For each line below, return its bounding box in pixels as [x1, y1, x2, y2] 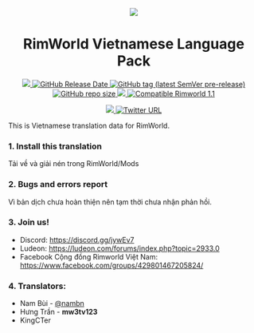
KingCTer [19, 315, 52, 325]
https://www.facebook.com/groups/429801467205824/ [19, 260, 204, 270]
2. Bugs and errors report [8, 179, 108, 190]
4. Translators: [8, 280, 66, 291]
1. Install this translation [8, 141, 102, 152]
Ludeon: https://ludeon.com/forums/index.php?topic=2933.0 [19, 244, 221, 253]
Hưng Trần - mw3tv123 [19, 307, 98, 317]
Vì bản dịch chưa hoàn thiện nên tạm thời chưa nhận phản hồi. [8, 196, 213, 207]
